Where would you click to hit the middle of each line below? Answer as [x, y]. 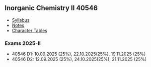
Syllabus [21, 20]
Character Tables [30, 30]
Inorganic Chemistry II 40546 [51, 8]
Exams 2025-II [23, 43]
